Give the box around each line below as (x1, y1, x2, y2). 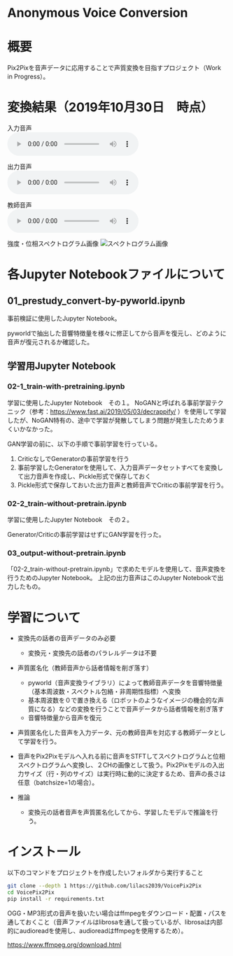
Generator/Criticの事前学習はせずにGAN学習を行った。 (7, 530, 166, 539)
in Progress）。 (7, 72, 50, 81)
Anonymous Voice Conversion (7, 5, 188, 21)
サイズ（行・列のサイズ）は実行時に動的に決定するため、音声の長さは (23, 770, 226, 778)
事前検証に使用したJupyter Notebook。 (7, 314, 121, 323)
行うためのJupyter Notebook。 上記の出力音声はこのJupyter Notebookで (7, 574, 218, 582)
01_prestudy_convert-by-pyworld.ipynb (7, 295, 185, 307)
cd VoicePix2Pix (7, 889, 55, 897)
